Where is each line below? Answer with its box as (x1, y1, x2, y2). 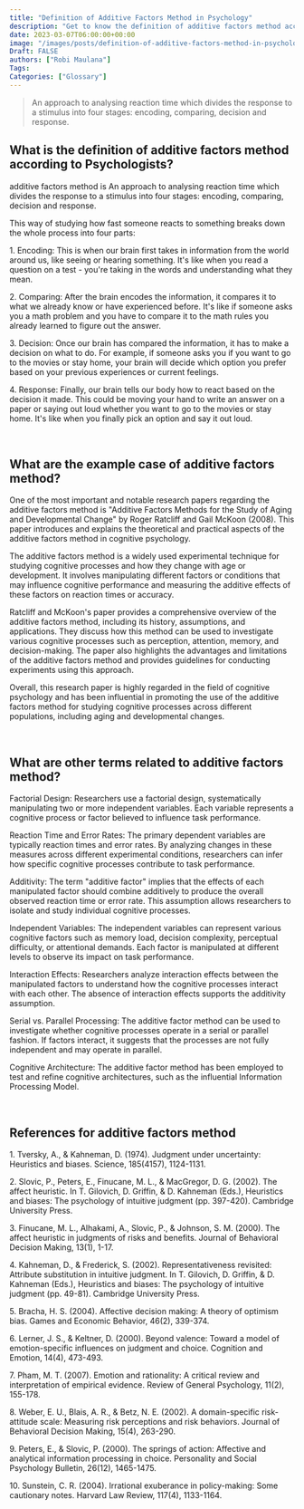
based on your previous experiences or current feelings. (9, 366, 219, 377)
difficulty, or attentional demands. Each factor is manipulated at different (9, 942, 279, 953)
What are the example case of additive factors (9, 457, 275, 472)
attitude (9, 1417, 39, 1427)
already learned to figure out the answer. (9, 320, 161, 331)
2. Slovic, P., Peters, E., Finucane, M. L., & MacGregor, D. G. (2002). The (9, 1177, 278, 1187)
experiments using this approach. (9, 665, 134, 676)
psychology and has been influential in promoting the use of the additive (9, 692, 280, 703)
